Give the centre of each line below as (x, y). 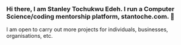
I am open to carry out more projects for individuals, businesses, (87, 29)
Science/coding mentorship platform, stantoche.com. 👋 (90, 16)
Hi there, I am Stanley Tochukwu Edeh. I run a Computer (90, 9)
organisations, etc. (30, 36)
